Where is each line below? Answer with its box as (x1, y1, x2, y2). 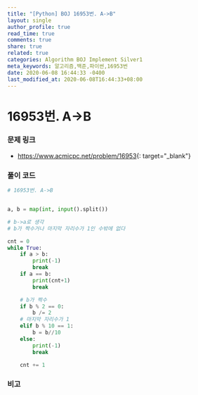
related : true (7, 50, 49, 57)
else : (20, 335, 37, 342)
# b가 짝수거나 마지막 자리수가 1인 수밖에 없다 (7, 225, 126, 232)
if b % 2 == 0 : (20, 303, 65, 310)
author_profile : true (7, 23, 71, 30)
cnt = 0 (7, 237, 30, 245)
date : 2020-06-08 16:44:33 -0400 (7, 69, 105, 76)
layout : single (7, 17, 52, 24)
